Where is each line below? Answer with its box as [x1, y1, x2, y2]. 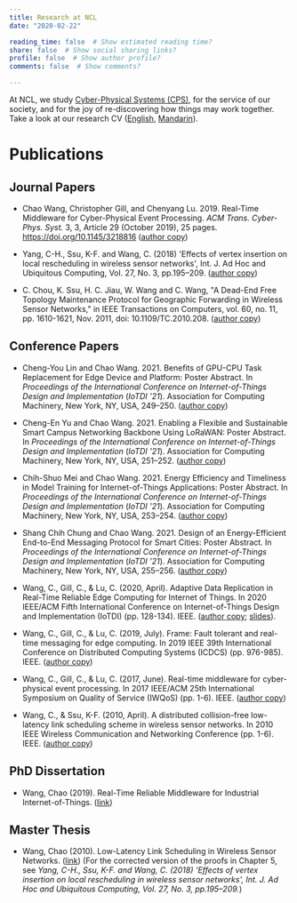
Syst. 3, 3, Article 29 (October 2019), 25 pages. [44, 222, 218, 232]
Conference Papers [9, 339, 119, 354]
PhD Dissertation [9, 763, 105, 779]
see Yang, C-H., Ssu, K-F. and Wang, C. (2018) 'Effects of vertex [21, 865, 259, 875]
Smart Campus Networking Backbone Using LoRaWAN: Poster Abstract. [21, 427, 286, 437]
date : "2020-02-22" [9, 21, 82, 30]
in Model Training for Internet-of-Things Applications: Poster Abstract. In [21, 482, 288, 492]
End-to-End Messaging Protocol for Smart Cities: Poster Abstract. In [21, 537, 273, 547]
